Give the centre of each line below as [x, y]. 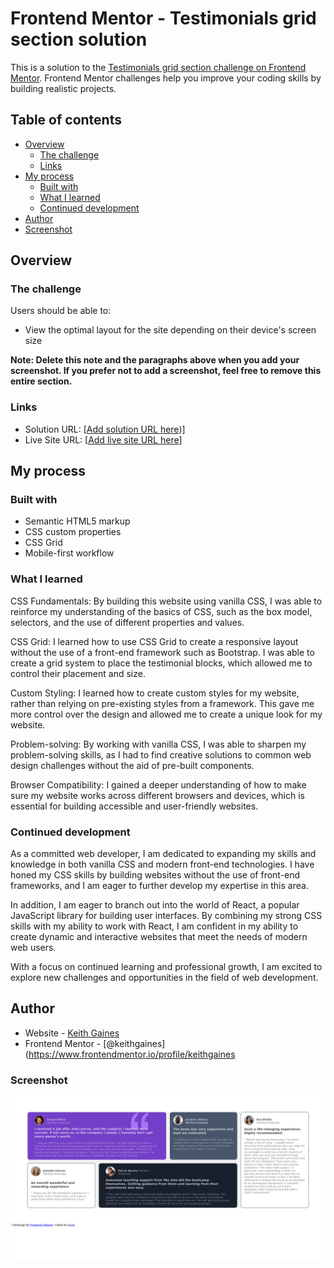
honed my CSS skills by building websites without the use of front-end [155, 875]
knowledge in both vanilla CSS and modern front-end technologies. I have [162, 864]
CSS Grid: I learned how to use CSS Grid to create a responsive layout [154, 641]
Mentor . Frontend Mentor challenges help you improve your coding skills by [166, 78]
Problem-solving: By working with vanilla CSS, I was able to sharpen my [158, 744]
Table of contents [66, 120]
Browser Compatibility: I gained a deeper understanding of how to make [158, 784]
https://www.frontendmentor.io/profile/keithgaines [132, 1054]
